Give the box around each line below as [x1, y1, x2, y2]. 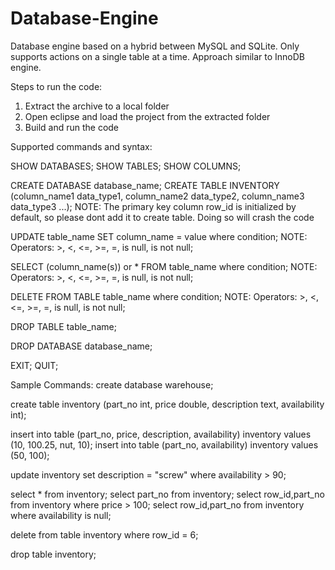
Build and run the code [24, 121, 120, 133]
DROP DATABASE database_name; [10, 340, 153, 352]
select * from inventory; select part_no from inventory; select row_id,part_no [10, 488, 325, 500]
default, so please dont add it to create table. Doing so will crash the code [10, 211, 315, 223]
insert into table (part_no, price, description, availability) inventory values [10, 428, 312, 440]
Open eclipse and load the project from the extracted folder [24, 110, 271, 122]
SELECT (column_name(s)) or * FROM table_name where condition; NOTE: [10, 260, 318, 272]
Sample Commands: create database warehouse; [10, 378, 214, 391]
